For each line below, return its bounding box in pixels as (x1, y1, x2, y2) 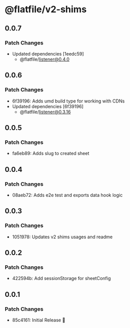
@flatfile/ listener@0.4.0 (19, 56, 70, 62)
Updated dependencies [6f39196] (12, 103, 84, 109)
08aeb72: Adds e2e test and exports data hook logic (12, 192, 123, 198)
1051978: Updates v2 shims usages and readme (12, 234, 113, 240)
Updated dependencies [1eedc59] (12, 51, 84, 57)
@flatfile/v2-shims (5, 4, 87, 15)
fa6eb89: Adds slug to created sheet (12, 150, 90, 157)
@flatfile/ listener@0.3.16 (19, 109, 71, 115)
